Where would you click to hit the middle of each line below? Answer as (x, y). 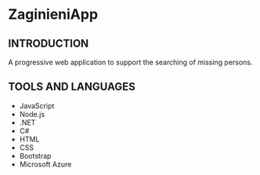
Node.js (32, 114)
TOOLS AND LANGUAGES (72, 87)
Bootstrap (35, 155)
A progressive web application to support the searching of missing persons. (130, 62)
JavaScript (37, 106)
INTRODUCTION (49, 44)
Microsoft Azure (45, 164)
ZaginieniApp (53, 15)
